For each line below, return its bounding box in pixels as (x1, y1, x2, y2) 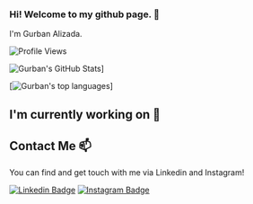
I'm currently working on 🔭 (9, 107, 161, 122)
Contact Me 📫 (9, 138, 92, 154)
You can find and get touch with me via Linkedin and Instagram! (9, 166, 245, 178)
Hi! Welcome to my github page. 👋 (9, 8, 160, 21)
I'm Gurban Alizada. (9, 29, 83, 40)
